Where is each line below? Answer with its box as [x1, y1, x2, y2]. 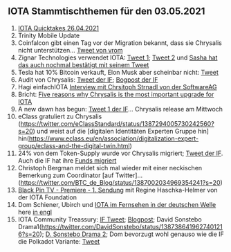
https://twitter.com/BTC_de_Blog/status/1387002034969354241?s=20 [20, 178, 221, 186]
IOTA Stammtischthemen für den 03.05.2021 [8, 6, 205, 17]
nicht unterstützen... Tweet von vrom [17, 46, 123, 54]
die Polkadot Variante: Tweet [17, 237, 100, 245]
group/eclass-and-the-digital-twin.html [17, 141, 130, 150]
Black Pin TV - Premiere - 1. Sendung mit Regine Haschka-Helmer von [17, 186, 218, 194]
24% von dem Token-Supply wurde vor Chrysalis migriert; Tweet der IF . [17, 149, 223, 157]
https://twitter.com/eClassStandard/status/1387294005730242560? [20, 119, 215, 127]
